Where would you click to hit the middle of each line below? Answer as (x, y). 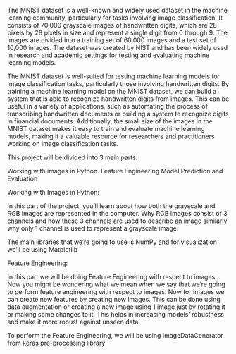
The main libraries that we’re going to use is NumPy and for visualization (112, 242)
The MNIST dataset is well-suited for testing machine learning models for (114, 76)
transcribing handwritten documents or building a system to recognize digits (118, 114)
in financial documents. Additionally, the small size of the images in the (110, 121)
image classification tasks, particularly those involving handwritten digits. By (118, 84)
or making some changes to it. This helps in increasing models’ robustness (116, 314)
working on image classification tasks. (63, 144)
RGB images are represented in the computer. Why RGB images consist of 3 (117, 213)
